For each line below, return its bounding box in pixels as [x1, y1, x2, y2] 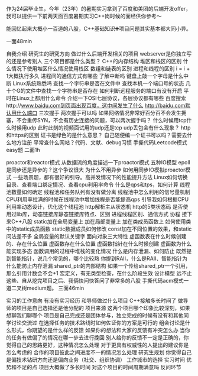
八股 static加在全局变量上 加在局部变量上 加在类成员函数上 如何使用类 [21, 218, 191, 225]
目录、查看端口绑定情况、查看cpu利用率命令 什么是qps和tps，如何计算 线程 [6, 181, 190, 188]
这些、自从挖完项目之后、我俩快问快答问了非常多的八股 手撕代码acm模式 [6, 277, 184, 284]
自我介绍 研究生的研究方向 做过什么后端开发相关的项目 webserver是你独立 [6, 50, 187, 57]
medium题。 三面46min [26, 284, 85, 291]
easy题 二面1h [6, 147, 40, 153]
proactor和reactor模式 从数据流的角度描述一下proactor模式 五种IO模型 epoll [6, 159, 190, 166]
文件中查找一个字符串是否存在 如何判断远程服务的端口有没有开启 [25, 87, 183, 94]
